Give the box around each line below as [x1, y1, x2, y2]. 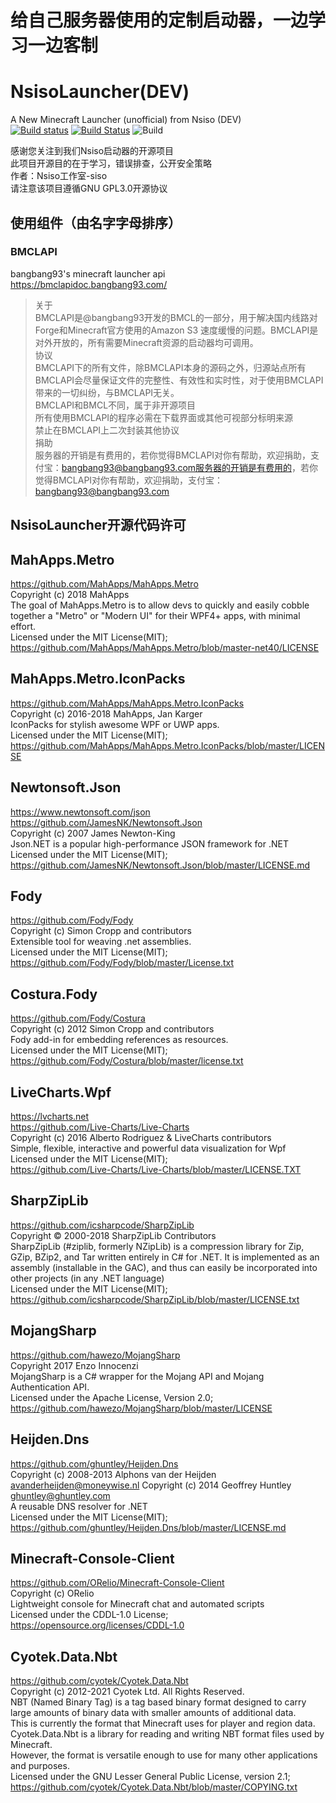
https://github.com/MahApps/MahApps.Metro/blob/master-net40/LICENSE [10, 642, 320, 654]
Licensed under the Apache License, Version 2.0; [10, 1391, 214, 1403]
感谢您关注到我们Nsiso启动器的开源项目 [10, 145, 175, 157]
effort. [10, 621, 37, 633]
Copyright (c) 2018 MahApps [10, 589, 130, 601]
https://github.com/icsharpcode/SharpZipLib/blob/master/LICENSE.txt [10, 1293, 300, 1305]
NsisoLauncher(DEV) [10, 81, 190, 103]
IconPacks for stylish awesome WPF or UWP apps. [10, 718, 220, 730]
